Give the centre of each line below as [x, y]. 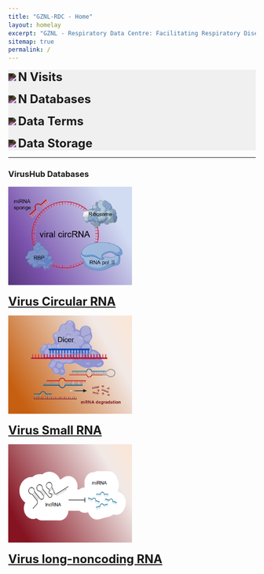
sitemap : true [31, 42]
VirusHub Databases [49, 175]
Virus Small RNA [55, 430]
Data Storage [55, 143]
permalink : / [29, 50]
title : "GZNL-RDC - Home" [50, 17]
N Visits [40, 77]
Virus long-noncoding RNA [85, 559]
